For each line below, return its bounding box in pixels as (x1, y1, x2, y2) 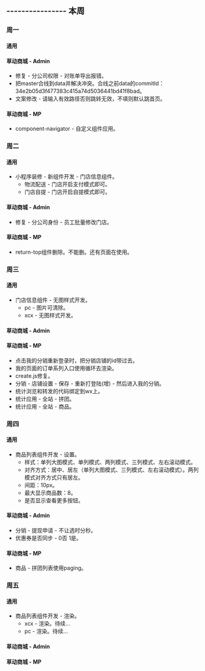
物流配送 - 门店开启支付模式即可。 (24, 180, 111, 188)
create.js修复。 (15, 372, 54, 379)
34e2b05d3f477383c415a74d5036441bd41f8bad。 (15, 88, 146, 95)
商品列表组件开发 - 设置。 (15, 450, 81, 458)
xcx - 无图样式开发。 (24, 312, 76, 319)
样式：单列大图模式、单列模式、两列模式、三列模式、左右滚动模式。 (24, 458, 196, 466)
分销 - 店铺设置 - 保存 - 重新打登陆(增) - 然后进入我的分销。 (15, 380, 165, 387)
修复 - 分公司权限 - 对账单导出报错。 (15, 72, 107, 80)
